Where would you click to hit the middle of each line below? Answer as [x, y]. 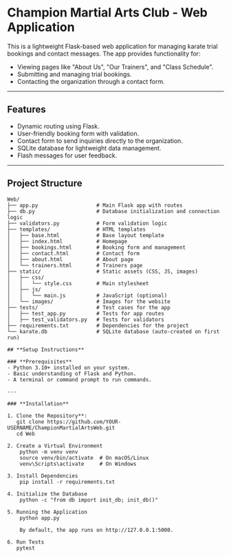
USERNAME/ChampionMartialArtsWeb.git [61, 427]
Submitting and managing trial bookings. [74, 74]
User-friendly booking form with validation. [78, 133]
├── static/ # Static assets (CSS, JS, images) [102, 271]
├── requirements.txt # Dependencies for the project [98, 325]
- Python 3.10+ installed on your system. [69, 368]
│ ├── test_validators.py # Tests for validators [86, 320]
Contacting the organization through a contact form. [91, 81]
